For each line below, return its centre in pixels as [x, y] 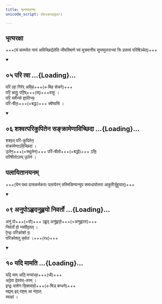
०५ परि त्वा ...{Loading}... [41, 75]
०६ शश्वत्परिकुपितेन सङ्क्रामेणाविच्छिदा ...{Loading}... [73, 129]
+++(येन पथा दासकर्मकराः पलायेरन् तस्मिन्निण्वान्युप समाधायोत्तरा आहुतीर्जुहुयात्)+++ [70, 185]
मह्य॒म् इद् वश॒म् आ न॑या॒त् [23, 291]
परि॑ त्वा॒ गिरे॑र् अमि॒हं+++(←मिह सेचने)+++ [39, 87]
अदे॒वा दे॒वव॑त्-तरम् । [21, 281]
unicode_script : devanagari [34, 14]
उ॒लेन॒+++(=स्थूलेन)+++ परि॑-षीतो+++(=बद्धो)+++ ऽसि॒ [51, 151]
